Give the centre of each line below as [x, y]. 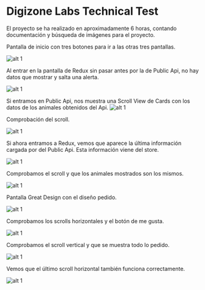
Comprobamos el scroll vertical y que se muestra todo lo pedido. [88, 245]
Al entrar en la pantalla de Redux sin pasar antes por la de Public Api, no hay [102, 70]
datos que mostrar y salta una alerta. [53, 77]
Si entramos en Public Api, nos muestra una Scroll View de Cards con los [98, 101]
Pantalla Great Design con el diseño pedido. [62, 197]
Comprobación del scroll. [38, 119]
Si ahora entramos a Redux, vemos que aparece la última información [94, 143]
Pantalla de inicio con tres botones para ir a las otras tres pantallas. [91, 47]
